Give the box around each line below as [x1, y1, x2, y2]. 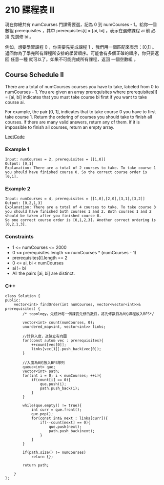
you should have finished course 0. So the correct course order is [5, 170, 147, 175]
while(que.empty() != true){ [22, 403, 82, 408]
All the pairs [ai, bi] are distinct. [12, 270, 75, 276]
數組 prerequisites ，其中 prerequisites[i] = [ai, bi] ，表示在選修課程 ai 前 [5, 27, 150, 33]
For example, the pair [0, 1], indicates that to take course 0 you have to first [5, 108, 156, 115]
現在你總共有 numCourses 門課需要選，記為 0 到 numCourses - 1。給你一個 [5, 21, 157, 27]
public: [5, 298, 21, 303]
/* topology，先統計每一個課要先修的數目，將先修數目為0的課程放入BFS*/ [22, 311, 155, 316]
